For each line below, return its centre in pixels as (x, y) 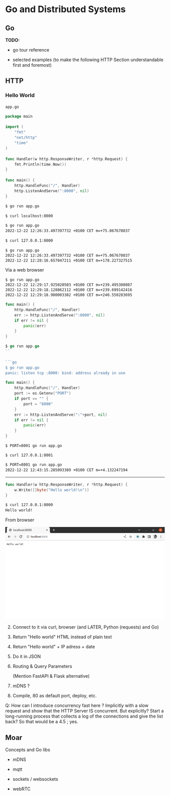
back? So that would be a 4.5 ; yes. (42, 722)
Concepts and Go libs (28, 750)
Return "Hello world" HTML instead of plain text (62, 637)
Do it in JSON (27, 656)
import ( (14, 127)
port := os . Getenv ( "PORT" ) (43, 393)
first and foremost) (32, 65)
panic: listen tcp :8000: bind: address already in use (65, 373)
